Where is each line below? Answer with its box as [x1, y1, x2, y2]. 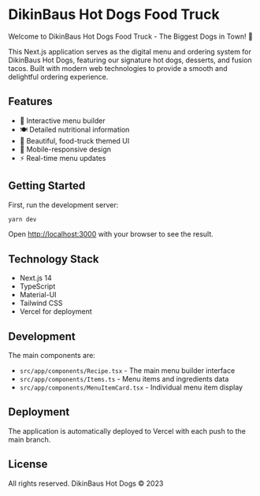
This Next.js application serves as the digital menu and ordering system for [8, 47, 252, 56]
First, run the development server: [8, 200, 119, 210]
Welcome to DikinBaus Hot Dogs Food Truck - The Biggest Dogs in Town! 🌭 [8, 32, 254, 41]
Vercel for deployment [19, 307, 92, 316]
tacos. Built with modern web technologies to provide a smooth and [8, 63, 228, 73]
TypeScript [19, 282, 56, 291]
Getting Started [8, 179, 86, 192]
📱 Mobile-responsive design [19, 144, 112, 154]
